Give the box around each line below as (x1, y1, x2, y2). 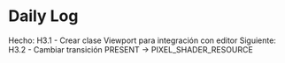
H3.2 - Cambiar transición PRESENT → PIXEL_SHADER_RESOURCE (8, 44, 253, 54)
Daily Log (8, 6, 79, 26)
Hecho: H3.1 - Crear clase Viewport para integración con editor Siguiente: (8, 35, 276, 45)
